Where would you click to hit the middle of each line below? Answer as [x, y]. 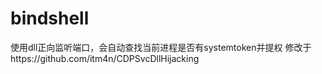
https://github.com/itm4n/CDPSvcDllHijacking [105, 58]
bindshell [50, 18]
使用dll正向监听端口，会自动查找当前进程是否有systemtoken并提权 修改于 [161, 47]
